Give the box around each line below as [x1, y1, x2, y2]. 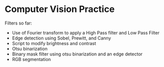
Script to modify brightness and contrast [12, 40, 97, 46]
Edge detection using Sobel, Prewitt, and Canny [12, 35, 111, 41]
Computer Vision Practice [5, 3, 115, 15]
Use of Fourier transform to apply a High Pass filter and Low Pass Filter [12, 29, 159, 35]
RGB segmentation [12, 56, 51, 62]
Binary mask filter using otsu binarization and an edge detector [12, 51, 143, 57]
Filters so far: [5, 20, 32, 26]
